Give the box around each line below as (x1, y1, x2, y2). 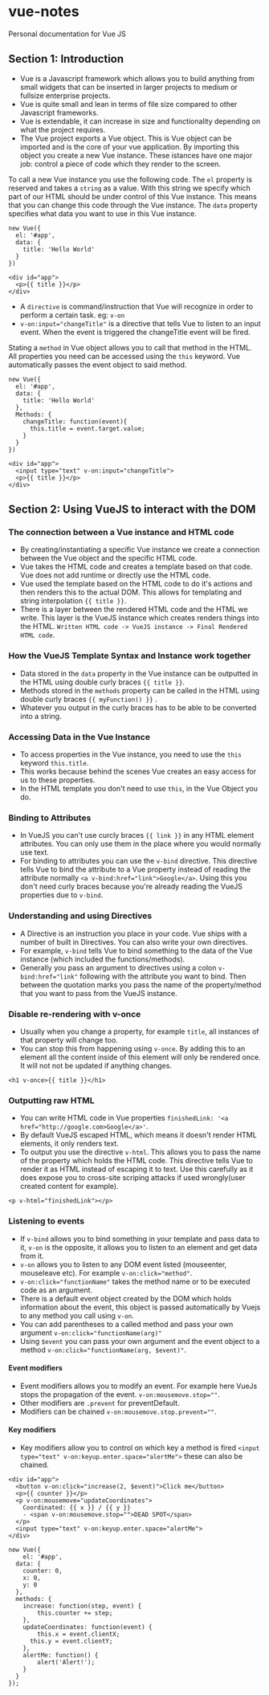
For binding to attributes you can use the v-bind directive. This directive (19, 856, 258, 866)
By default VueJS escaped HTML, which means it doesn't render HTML (19, 1130, 257, 1140)
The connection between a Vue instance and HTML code (8, 527, 234, 538)
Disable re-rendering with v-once (8, 1008, 141, 1019)
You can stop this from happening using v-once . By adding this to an (19, 1044, 246, 1053)
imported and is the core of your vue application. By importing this (19, 141, 239, 151)
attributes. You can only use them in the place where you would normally (19, 839, 262, 849)
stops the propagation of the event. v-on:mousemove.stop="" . (19, 1389, 220, 1399)
